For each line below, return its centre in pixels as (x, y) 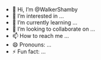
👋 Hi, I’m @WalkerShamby (45, 9)
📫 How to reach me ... (40, 36)
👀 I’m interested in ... (38, 16)
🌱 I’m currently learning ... (45, 22)
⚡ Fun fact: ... (29, 51)
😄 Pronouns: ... (32, 45)
